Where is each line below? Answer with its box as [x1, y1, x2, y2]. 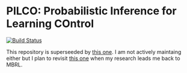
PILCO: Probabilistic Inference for [6, 4, 177, 18]
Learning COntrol [6, 17, 94, 31]
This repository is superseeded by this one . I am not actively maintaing [6, 48, 182, 55]
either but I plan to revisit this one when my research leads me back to [6, 54, 180, 62]
